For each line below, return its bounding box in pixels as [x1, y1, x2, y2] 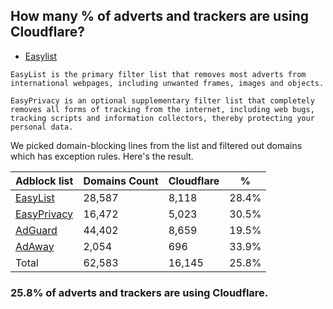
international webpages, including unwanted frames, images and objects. [10, 78, 325, 88]
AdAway [15, 239, 55, 253]
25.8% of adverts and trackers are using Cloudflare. [10, 285, 269, 299]
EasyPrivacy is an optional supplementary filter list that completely [10, 95, 315, 106]
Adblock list [15, 174, 74, 188]
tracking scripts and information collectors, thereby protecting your [10, 113, 315, 123]
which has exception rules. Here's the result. [10, 150, 194, 162]
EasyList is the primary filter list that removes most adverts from [10, 69, 307, 79]
